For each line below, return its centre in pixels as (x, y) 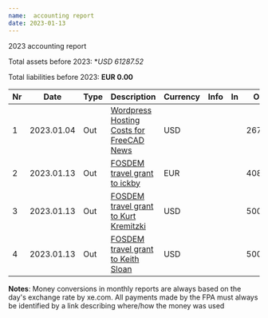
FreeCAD (128, 140)
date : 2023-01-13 (37, 23)
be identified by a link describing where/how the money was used (116, 305)
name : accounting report (51, 16)
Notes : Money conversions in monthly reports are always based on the (125, 288)
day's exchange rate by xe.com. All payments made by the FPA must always (133, 297)
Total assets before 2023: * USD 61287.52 (76, 62)
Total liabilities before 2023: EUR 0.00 (71, 77)
